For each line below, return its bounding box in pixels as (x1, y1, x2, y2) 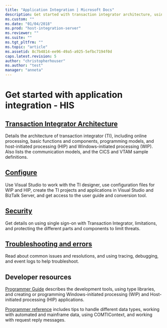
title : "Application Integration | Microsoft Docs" (5, 7, 114, 12)
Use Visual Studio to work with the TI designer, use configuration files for (5, 182, 155, 188)
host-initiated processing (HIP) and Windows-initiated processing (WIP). (5, 143, 153, 149)
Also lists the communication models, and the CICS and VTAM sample (5, 149, 149, 155)
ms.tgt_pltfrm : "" (5, 40, 43, 45)
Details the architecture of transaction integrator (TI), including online (5, 133, 147, 139)
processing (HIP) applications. (22, 297, 84, 303)
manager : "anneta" (5, 68, 43, 73)
